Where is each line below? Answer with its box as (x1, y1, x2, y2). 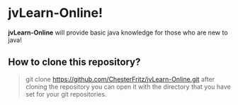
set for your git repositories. (25, 89, 107, 98)
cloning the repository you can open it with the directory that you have (25, 82, 231, 91)
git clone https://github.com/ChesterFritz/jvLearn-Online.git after (25, 75, 215, 83)
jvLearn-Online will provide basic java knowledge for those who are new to (8, 28, 229, 37)
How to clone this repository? (8, 56, 141, 68)
